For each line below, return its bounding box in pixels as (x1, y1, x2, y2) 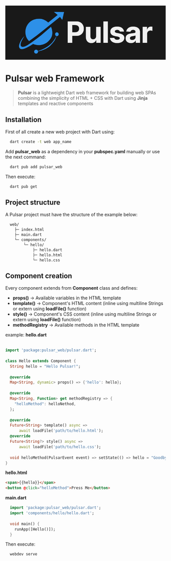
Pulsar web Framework (5, 73, 105, 85)
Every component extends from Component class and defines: (5, 285, 138, 291)
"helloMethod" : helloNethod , (14, 401, 76, 406)
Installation (5, 115, 42, 124)
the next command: (5, 154, 46, 160)
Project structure (5, 198, 61, 207)
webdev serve (10, 552, 38, 557)
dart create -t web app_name (10, 139, 72, 145)
